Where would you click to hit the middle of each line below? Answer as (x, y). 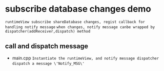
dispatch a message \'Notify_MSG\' (48, 63)
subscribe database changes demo (78, 9)
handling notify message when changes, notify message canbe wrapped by (80, 27)
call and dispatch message (47, 46)
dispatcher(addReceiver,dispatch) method (48, 31)
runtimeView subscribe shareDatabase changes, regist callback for (75, 22)
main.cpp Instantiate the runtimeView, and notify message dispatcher (85, 58)
